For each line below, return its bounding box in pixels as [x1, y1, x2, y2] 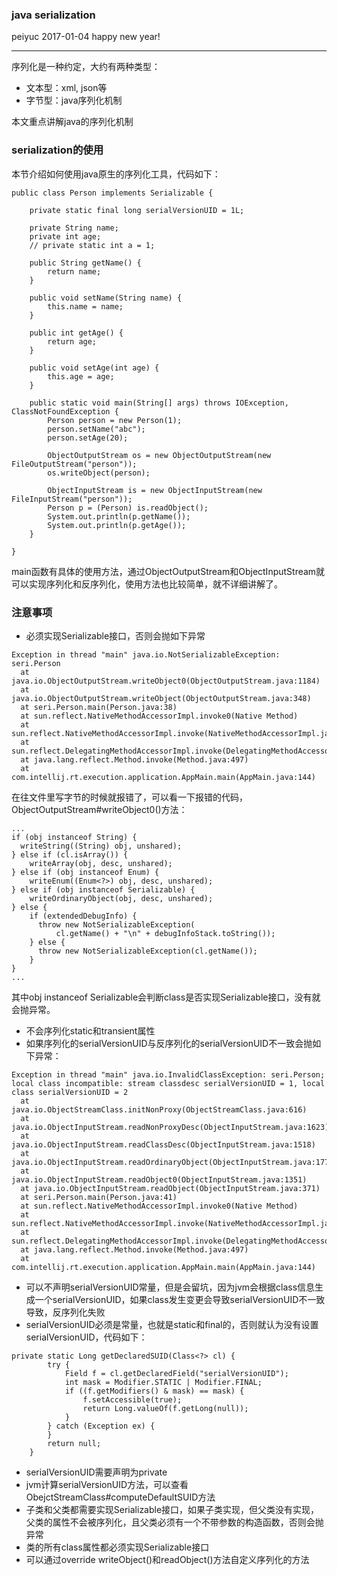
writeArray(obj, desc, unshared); [29, 858, 173, 868]
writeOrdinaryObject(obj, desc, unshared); [29, 893, 214, 903]
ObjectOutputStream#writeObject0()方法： [11, 803, 188, 815]
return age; [47, 336, 98, 347]
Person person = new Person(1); [47, 415, 183, 425]
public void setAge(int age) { [29, 363, 160, 373]
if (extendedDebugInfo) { [29, 911, 138, 921]
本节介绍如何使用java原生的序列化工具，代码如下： [11, 168, 221, 180]
